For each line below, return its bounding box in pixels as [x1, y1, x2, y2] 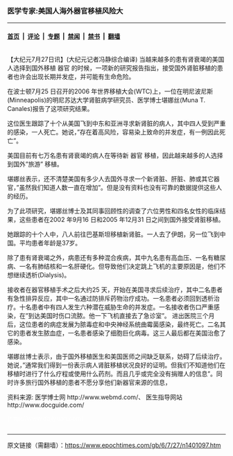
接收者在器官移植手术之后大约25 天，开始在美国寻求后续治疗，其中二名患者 [7, 286, 223, 294]
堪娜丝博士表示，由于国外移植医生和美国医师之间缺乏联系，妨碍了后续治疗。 [7, 352, 226, 360]
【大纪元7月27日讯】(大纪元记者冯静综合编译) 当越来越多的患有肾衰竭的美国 [7, 55, 225, 63]
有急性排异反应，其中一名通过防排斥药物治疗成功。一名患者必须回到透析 [7, 294, 214, 302]
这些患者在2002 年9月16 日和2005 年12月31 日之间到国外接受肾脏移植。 [19, 215, 225, 223]
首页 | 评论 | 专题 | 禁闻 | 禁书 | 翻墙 [7, 32, 121, 40]
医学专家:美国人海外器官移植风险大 [7, 6, 123, 15]
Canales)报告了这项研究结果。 [7, 104, 94, 112]
